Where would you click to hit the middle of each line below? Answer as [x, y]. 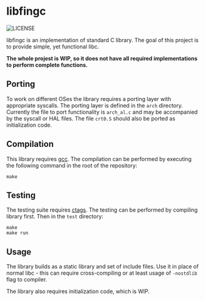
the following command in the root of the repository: [72, 165]
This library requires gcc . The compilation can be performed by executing [99, 159]
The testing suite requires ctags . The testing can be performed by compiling [102, 210]
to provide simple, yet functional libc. [53, 46]
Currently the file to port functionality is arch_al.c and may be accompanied [102, 112]
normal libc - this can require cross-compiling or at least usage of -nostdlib [102, 273]
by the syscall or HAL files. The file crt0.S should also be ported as [91, 118]
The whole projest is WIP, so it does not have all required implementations [102, 58]
